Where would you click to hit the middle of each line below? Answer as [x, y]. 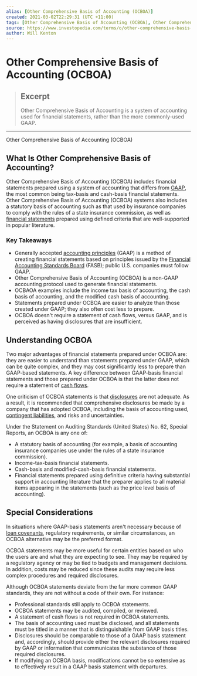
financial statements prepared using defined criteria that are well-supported [98, 219]
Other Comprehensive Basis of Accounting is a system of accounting [104, 111]
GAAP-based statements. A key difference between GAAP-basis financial [94, 373]
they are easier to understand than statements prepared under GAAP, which [98, 361]
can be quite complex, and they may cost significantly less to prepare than [96, 366]
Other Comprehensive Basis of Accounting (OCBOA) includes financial [91, 181]
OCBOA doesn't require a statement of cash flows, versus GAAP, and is [101, 315]
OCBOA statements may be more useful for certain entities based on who [95, 550]
